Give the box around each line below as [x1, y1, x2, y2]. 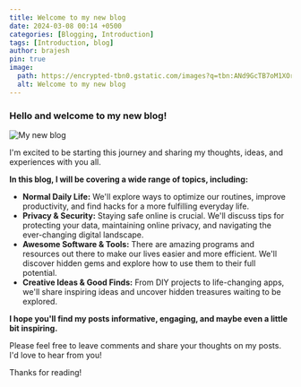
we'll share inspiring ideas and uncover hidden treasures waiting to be [21, 286, 282, 297]
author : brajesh [9, 47, 70, 56]
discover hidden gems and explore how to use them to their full [21, 257, 256, 269]
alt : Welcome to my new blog [17, 80, 126, 89]
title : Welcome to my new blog [9, 13, 126, 22]
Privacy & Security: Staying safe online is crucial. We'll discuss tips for [21, 210, 285, 220]
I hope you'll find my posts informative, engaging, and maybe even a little [9, 313, 288, 323]
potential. [21, 267, 57, 278]
